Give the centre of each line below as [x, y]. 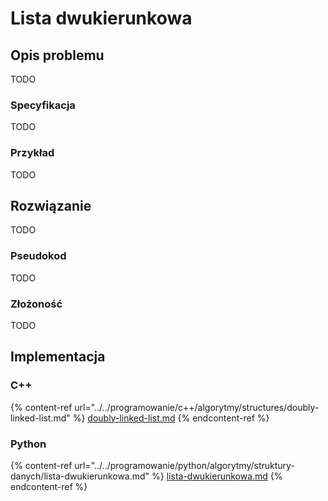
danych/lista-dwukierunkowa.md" [80, 476]
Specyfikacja [43, 105]
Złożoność [36, 304]
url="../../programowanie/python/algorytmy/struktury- [184, 465]
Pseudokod [38, 256]
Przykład [32, 153]
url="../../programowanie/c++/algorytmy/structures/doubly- [197, 407]
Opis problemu [57, 55]
